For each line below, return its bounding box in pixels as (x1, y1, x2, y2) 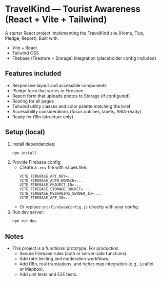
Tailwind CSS (12, 50, 39, 56)
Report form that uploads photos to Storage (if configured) (12, 93, 130, 99)
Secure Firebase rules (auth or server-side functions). (19, 251, 128, 256)
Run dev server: (12, 209, 44, 215)
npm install (12, 151, 37, 155)
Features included (5, 70, 61, 78)
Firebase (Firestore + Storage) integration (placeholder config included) (12, 55, 156, 61)
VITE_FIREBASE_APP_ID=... (19, 195, 72, 201)
